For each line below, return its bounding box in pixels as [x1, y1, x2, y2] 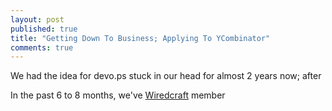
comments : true [10, 42, 74, 53]
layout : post [10, 14, 65, 25]
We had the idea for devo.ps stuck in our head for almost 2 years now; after [10, 70, 322, 82]
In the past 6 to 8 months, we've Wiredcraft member [10, 89, 226, 101]
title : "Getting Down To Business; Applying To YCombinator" [10, 33, 271, 43]
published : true [10, 24, 78, 34]
